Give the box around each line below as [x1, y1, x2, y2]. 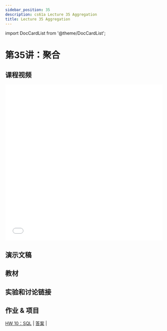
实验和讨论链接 [5, 288, 51, 296]
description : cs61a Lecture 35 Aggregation [5, 12, 97, 17]
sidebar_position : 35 [5, 7, 50, 12]
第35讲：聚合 [5, 49, 60, 60]
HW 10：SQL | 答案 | [5, 321, 47, 327]
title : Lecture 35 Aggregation [5, 16, 70, 21]
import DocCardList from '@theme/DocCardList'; [5, 30, 106, 36]
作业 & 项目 [5, 306, 39, 315]
